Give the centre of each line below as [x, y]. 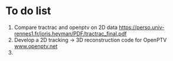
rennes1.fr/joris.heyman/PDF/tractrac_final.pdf [70, 33]
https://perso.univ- [142, 27]
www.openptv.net [36, 46]
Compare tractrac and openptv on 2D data [66, 27]
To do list [28, 11]
